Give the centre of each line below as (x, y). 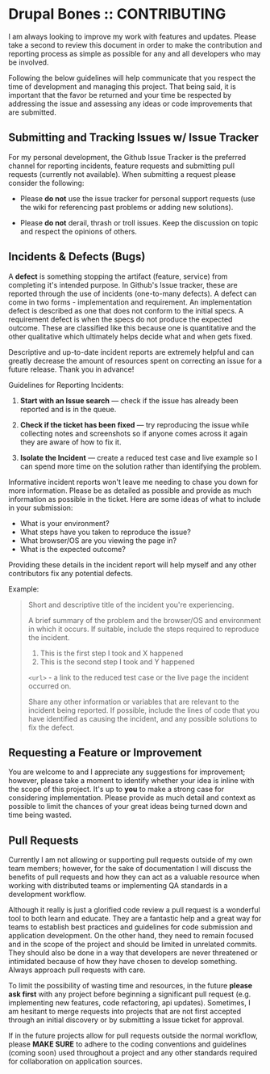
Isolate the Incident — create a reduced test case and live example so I (139, 457)
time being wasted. (40, 815)
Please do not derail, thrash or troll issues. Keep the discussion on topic (139, 222)
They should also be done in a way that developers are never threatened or (133, 953)
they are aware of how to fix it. (71, 442)
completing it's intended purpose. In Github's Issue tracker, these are (123, 284)
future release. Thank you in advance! (71, 369)
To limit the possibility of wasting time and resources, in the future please (130, 986)
